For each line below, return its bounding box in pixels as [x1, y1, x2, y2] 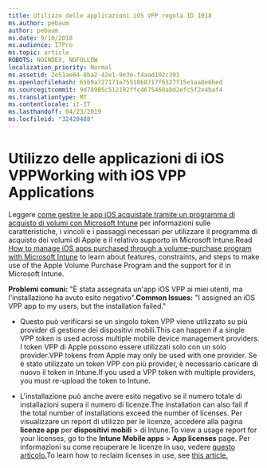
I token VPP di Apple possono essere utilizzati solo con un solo [19, 341, 227, 351]
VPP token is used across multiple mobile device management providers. [19, 333, 260, 343]
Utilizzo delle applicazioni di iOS [8, 150, 225, 168]
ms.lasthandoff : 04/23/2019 [8, 108, 102, 116]
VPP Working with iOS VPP [8, 166, 187, 185]
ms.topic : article [8, 49, 69, 57]
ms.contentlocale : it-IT [8, 100, 91, 108]
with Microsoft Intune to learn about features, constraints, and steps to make [8, 252, 260, 261]
